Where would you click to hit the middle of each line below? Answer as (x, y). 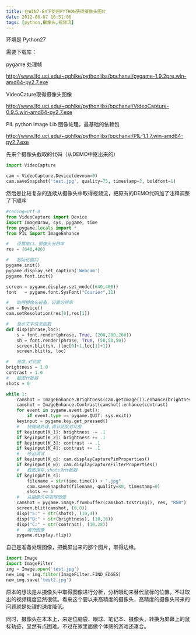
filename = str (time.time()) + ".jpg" (74, 481)
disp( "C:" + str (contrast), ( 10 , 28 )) (62, 524)
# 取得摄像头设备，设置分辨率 (40, 303)
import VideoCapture (31, 165)
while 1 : (17, 394)
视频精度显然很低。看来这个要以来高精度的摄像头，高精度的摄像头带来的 (103, 599)
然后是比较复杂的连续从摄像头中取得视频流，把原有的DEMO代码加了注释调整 (98, 193)
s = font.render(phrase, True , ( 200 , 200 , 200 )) (74, 335)
